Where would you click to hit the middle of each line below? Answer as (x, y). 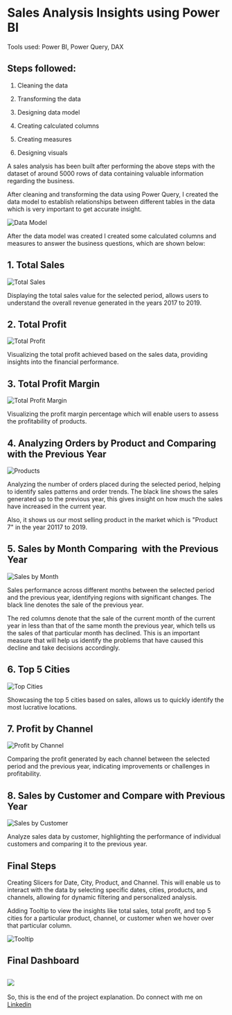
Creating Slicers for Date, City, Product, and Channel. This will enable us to (114, 882)
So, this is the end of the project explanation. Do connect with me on (105, 997)
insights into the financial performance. (63, 362)
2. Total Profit (37, 324)
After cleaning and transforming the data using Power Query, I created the (113, 194)
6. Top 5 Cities (39, 670)
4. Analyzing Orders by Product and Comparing (112, 443)
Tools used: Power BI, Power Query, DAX (65, 47)
